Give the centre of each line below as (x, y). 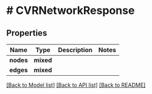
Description (75, 50)
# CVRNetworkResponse (71, 11)
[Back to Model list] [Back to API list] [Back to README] (76, 85)
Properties (27, 33)
